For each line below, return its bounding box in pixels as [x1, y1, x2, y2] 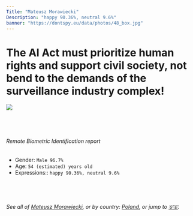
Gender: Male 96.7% [14, 156, 64, 163]
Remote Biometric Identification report [6, 137, 101, 145]
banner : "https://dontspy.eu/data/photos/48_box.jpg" [6, 20, 144, 26]
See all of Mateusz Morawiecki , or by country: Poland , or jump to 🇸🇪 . [6, 203, 180, 210]
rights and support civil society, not [6, 58, 187, 72]
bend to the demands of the [6, 71, 147, 85]
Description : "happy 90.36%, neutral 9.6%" [6, 14, 117, 20]
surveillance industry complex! [6, 84, 165, 98]
